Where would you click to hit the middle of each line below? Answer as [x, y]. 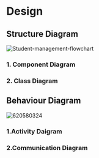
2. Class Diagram [32, 81]
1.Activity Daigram [34, 131]
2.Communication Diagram [47, 148]
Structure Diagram [42, 34]
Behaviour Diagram [44, 101]
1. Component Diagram [41, 64]
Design [25, 11]
